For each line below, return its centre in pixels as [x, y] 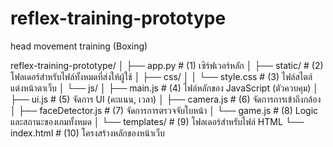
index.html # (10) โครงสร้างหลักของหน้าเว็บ [87, 133]
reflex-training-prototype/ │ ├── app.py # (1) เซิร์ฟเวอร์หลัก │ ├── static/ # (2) [167, 65]
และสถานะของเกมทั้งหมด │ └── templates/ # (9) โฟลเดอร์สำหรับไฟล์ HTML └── [157, 121]
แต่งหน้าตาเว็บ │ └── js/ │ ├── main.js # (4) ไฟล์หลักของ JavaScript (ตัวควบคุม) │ [165, 88]
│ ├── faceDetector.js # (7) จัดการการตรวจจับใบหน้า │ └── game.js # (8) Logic [164, 110]
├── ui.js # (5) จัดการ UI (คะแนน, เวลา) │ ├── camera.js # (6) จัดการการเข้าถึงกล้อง [166, 99]
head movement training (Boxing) [79, 46]
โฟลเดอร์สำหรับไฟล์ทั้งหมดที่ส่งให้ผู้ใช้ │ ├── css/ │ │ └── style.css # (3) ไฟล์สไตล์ [161, 76]
